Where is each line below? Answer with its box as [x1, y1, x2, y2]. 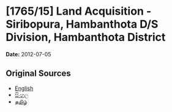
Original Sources [6, 69, 71, 79]
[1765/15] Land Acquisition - [6, 4, 152, 18]
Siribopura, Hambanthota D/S [6, 17, 159, 31]
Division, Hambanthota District [6, 31, 166, 44]
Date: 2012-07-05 [6, 50, 51, 58]
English [14, 84, 34, 92]
